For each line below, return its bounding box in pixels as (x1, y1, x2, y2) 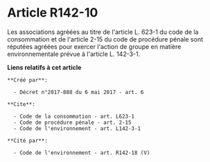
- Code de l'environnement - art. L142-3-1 (13, 125, 141, 132)
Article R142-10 (7, 5, 98, 21)
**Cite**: (7, 100, 36, 108)
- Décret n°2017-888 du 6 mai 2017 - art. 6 (13, 89, 144, 96)
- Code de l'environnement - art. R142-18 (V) (13, 149, 150, 156)
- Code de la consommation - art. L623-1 (13, 113, 135, 120)
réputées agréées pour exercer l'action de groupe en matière (7, 42, 182, 51)
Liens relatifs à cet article (7, 63, 82, 71)
